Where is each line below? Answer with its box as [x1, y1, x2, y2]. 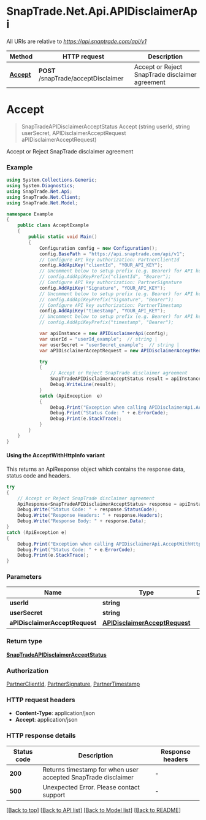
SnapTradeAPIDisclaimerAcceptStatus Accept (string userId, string [21, 123, 190, 130]
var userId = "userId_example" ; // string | [39, 336, 158, 342]
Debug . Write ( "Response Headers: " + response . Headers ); [17, 512, 164, 519]
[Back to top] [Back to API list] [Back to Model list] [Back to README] [6, 806, 181, 814]
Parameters [6, 573, 42, 581]
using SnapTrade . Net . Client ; [6, 194, 81, 200]
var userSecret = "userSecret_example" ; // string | [39, 342, 180, 348]
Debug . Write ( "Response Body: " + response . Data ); [17, 518, 147, 524]
